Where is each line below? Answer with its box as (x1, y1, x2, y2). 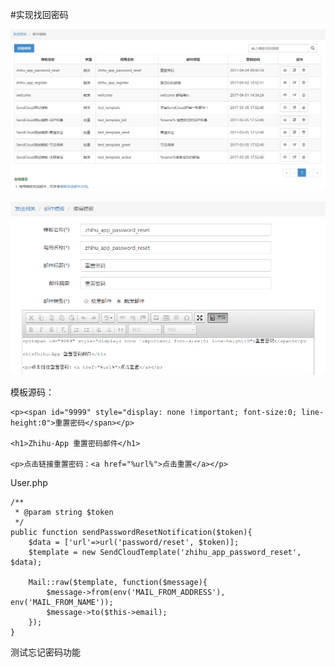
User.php (10, 477, 48, 489)
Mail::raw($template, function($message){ (28, 578, 208, 588)
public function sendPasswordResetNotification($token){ (10, 528, 253, 538)
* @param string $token (14, 508, 114, 518)
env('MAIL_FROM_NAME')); (10, 598, 114, 608)
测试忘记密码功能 (10, 646, 81, 658)
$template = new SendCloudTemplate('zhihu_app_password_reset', (28, 548, 302, 558)
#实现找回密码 (10, 9, 69, 20)
